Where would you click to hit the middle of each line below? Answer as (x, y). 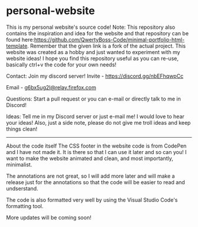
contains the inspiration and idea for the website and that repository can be (98, 33)
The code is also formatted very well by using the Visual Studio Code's (92, 200)
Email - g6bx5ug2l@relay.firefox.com (51, 87)
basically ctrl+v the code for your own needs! (61, 64)
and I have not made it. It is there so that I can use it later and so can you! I (96, 152)
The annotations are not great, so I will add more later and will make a (90, 176)
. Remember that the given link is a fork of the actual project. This (107, 46)
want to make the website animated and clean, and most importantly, (90, 158)
